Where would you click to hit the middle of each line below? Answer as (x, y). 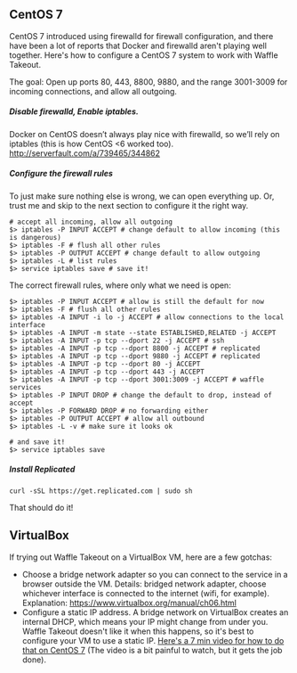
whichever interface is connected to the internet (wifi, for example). (145, 593)
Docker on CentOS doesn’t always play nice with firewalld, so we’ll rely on (144, 134)
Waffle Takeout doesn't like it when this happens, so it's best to (138, 631)
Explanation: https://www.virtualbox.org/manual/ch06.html (129, 603)
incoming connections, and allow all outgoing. (93, 91)
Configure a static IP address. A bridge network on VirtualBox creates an (155, 612)
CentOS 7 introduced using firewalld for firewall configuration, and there (141, 36)
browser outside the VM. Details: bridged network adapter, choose (144, 584)
